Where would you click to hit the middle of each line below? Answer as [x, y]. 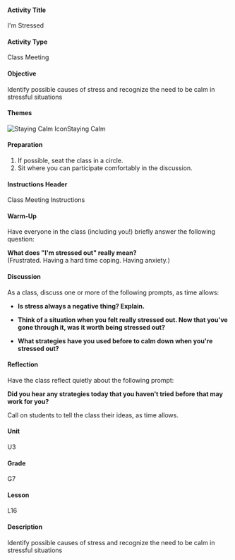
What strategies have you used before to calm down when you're [115, 341]
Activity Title [27, 10]
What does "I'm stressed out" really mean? [72, 253]
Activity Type [28, 42]
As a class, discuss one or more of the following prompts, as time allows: [113, 292]
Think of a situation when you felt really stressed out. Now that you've [122, 320]
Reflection [23, 364]
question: [21, 239]
